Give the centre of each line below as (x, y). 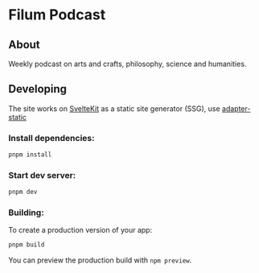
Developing (37, 89)
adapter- (236, 108)
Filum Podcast (57, 15)
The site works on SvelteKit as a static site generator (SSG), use (114, 108)
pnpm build (27, 245)
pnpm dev (23, 192)
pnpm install (30, 155)
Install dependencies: (51, 138)
